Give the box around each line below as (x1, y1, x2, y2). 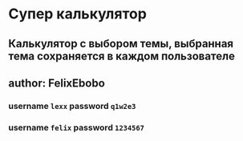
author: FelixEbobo (8, 76, 106, 90)
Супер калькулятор (8, 5, 147, 23)
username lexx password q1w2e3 (8, 100, 136, 111)
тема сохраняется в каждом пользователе (8, 49, 235, 62)
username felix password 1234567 (8, 122, 144, 133)
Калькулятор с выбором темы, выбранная (8, 37, 234, 50)
